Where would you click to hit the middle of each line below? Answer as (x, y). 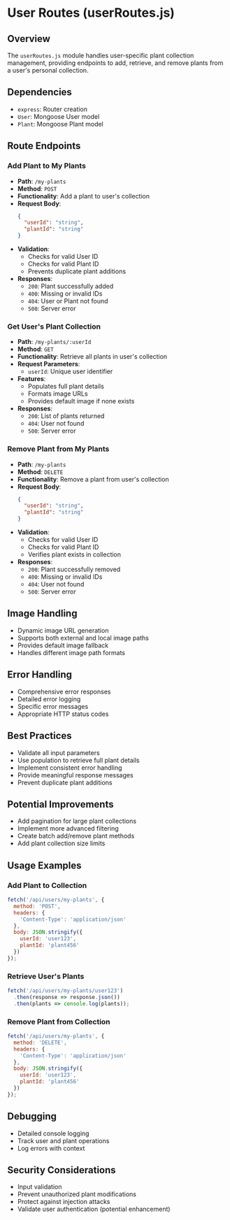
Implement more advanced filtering (68, 828)
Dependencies (39, 92)
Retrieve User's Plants (46, 976)
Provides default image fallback (63, 645)
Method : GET (35, 349)
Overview (29, 39)
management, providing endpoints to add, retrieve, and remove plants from (115, 63)
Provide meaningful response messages (76, 775)
